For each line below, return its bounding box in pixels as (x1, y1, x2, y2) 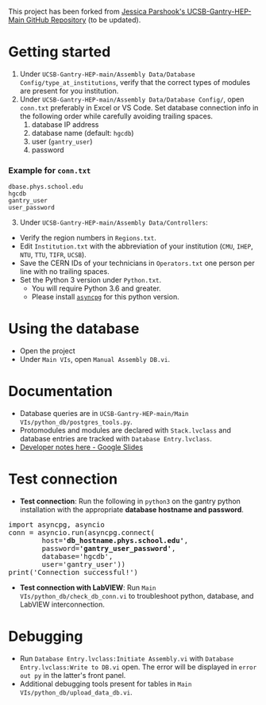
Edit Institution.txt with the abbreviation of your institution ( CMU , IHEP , (19, 241, 253, 251)
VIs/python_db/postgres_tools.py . (19, 417, 133, 427)
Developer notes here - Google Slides (19, 442, 144, 452)
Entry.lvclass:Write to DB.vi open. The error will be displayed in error (19, 662, 257, 672)
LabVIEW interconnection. (19, 599, 106, 610)
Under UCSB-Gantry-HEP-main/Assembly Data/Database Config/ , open (19, 94, 245, 104)
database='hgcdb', (41, 552, 114, 561)
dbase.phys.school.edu (8, 183, 83, 191)
